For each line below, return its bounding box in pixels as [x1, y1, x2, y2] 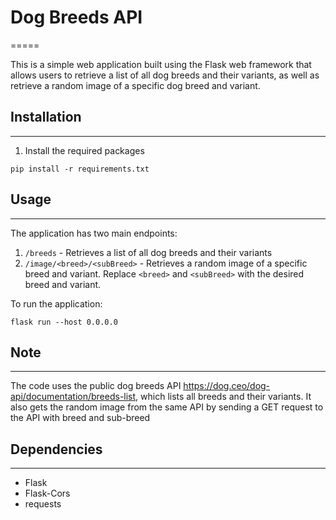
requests [24, 498, 62, 510]
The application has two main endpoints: [10, 227, 178, 239]
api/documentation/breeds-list [10, 391, 137, 403]
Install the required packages [24, 144, 145, 156]
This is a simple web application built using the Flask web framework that [10, 58, 312, 70]
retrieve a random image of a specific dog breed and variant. [10, 79, 261, 91]
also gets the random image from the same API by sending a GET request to [10, 401, 324, 413]
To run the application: [10, 297, 103, 310]
